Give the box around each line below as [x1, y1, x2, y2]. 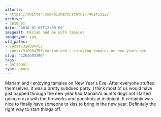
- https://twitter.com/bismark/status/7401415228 [5, 12, 109, 17]
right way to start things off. [5, 106, 62, 112]
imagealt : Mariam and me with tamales [5, 30, 85, 35]
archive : [5, 16, 23, 21]
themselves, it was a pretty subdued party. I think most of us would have [5, 86, 153, 91]
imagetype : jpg [5, 35, 36, 40]
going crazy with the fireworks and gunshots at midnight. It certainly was [5, 96, 153, 101]
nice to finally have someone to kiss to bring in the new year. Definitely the [5, 101, 156, 107]
